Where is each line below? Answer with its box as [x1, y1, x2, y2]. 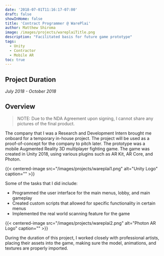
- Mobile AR [9, 52, 34, 58]
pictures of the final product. [17, 120, 75, 126]
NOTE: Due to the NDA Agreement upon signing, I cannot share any [17, 116, 153, 121]
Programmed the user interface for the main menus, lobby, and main [12, 189, 150, 196]
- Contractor [9, 48, 36, 53]
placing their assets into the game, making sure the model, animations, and [5, 240, 157, 246]
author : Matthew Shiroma [5, 25, 56, 30]
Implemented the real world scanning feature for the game [12, 210, 130, 216]
